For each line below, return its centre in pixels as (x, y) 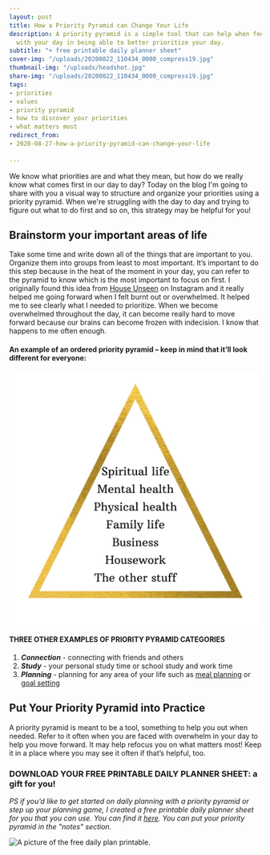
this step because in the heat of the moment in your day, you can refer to (129, 272)
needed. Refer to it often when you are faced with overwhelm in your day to (134, 736)
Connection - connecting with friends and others (102, 657)
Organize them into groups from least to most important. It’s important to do (134, 263)
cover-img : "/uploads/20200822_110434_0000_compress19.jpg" (112, 59)
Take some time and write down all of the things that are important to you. (131, 254)
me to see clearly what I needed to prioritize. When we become (114, 305)
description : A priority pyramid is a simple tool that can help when (129, 34)
